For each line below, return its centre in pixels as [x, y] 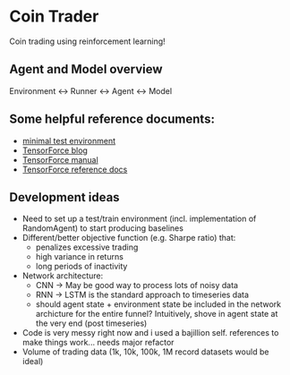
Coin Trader [54, 17]
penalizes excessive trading [87, 247]
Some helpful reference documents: [112, 119]
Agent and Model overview [86, 69]
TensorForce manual [60, 159]
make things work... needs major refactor [98, 343]
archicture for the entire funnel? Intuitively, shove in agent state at [157, 314]
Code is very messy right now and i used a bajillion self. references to [150, 333]
